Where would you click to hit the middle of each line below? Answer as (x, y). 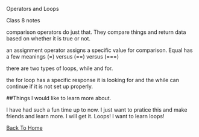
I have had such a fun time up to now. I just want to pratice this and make (97, 110)
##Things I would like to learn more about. (59, 98)
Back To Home (25, 128)
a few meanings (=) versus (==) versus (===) (63, 56)
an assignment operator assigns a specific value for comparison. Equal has (99, 50)
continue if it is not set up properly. (50, 86)
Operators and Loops (33, 9)
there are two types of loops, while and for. (60, 68)
